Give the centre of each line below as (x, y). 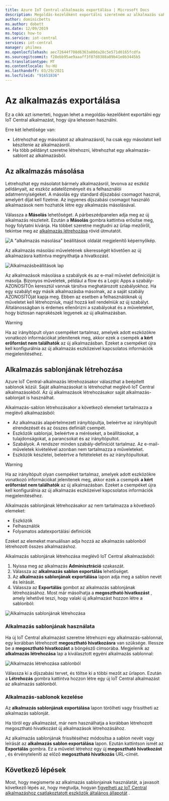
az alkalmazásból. (48, 155)
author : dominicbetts (28, 19)
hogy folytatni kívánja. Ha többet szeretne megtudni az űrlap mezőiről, (78, 225)
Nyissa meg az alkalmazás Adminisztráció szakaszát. (68, 566)
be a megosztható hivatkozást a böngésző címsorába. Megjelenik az (77, 648)
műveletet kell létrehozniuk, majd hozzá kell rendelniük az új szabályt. (77, 302)
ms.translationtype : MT (30, 62)
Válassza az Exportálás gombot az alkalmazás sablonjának (74, 588)
